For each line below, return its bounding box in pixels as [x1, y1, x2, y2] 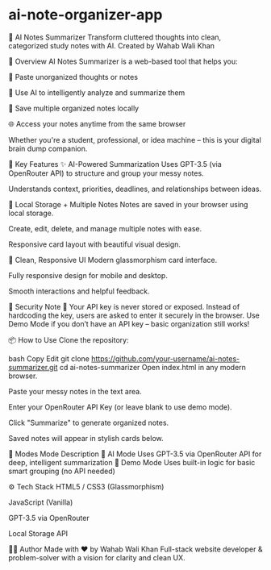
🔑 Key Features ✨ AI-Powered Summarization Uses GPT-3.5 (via [8, 159, 222, 169]
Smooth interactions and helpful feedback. [8, 286, 150, 296]
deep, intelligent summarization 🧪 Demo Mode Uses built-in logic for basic [8, 457, 256, 467]
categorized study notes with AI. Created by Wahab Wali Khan [8, 40, 215, 50]
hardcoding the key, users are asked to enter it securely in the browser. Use [8, 310, 260, 320]
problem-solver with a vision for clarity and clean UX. [8, 552, 186, 562]
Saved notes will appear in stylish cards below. [8, 433, 164, 443]
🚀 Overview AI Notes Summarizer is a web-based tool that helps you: [8, 56, 238, 66]
